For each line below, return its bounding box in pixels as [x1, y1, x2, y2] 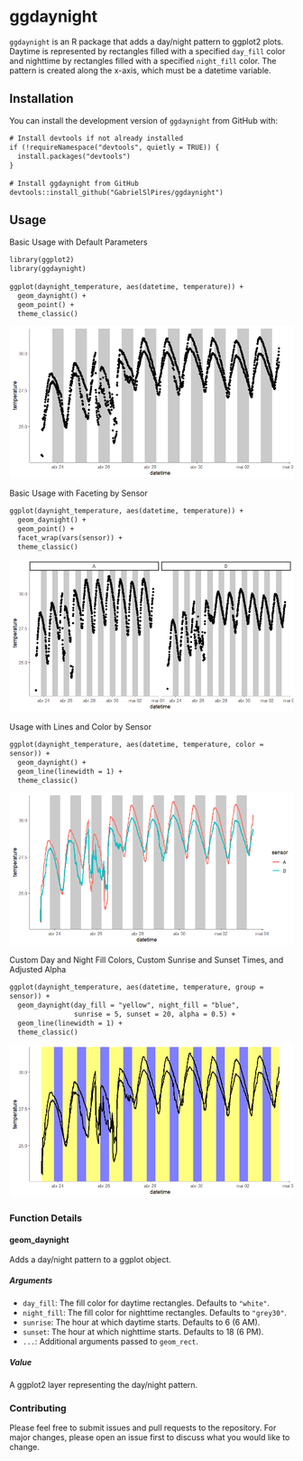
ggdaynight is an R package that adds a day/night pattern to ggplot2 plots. [9, 36, 284, 47]
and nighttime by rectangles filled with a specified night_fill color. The [9, 55, 277, 66]
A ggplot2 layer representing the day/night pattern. [9, 1380, 198, 1391]
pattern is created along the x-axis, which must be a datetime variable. [9, 65, 272, 76]
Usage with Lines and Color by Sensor [9, 721, 151, 732]
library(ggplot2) [9, 255, 75, 264]
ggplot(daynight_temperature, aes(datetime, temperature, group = [9, 982, 264, 992]
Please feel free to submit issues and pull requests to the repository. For [9, 1422, 277, 1433]
